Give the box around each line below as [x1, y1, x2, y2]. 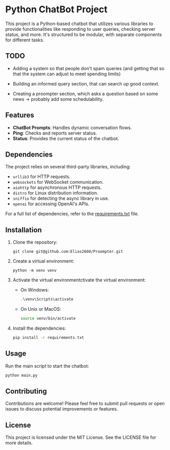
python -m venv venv [12, 268, 57, 273]
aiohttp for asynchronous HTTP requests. [12, 184, 102, 190]
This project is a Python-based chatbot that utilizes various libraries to [5, 20, 154, 27]
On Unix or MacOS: [20, 306, 61, 312]
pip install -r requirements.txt [12, 335, 84, 340]
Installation [5, 225, 42, 234]
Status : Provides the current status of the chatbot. [12, 135, 119, 141]
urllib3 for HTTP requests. [12, 174, 71, 180]
